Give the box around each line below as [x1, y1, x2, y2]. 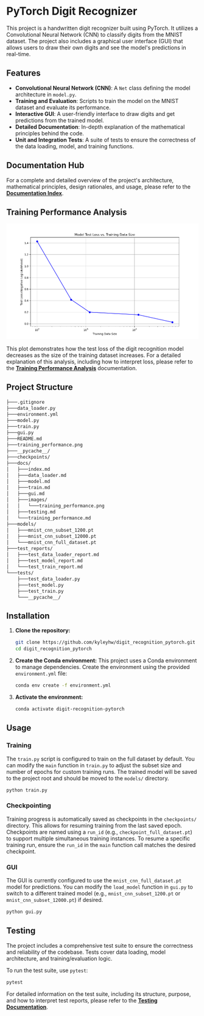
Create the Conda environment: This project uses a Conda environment [15, 657, 197, 664]
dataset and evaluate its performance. [15, 104, 111, 111]
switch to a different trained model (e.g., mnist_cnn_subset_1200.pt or [6, 890, 181, 897]
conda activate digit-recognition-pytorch [15, 706, 125, 712]
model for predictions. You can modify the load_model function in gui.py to [6, 883, 193, 891]
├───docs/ [6, 460, 32, 466]
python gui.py [6, 909, 43, 915]
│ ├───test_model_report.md [6, 557, 83, 563]
